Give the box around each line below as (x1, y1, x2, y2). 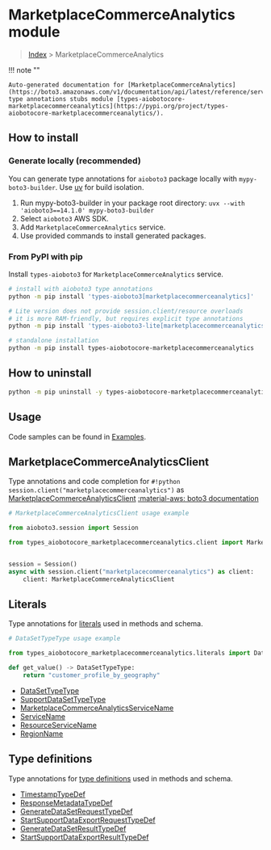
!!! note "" (8, 65, 40, 74)
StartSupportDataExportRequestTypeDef (19, 814, 156, 825)
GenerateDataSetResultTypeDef (19, 823, 127, 833)
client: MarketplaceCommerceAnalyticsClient (23, 575, 175, 583)
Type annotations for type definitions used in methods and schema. (8, 773, 233, 783)
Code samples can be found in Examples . (8, 431, 147, 441)
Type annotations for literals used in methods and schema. (8, 619, 203, 629)
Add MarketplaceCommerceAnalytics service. (19, 222, 166, 232)
